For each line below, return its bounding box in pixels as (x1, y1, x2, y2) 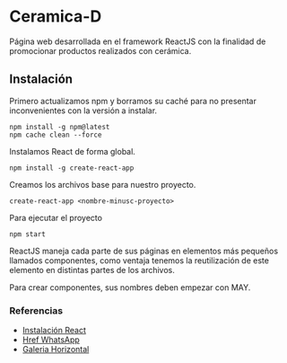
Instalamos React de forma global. (9, 146, 136, 156)
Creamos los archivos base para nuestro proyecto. (9, 179, 196, 190)
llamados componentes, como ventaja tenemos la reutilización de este (9, 254, 269, 266)
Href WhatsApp (22, 334, 81, 345)
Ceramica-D (9, 6, 102, 27)
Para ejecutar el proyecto (9, 212, 103, 223)
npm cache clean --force (9, 130, 102, 139)
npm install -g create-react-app (9, 164, 135, 173)
